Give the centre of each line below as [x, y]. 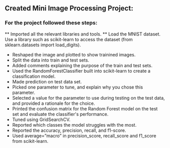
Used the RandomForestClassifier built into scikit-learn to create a [81, 71]
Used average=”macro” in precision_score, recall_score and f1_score [84, 136]
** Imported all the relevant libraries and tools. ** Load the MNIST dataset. [83, 34]
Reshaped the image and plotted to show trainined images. [74, 54]
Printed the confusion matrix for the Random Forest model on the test [85, 108]
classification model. [34, 76]
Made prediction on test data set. [47, 81]
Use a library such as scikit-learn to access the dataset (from [69, 39]
